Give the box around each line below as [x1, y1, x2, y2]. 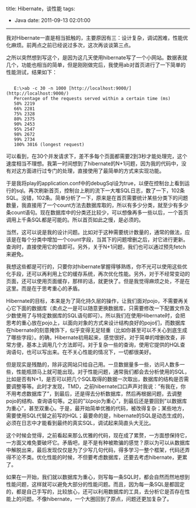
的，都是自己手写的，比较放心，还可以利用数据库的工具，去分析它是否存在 [6, 488, 185, 495]
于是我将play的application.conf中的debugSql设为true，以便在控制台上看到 [6, 180, 185, 186]
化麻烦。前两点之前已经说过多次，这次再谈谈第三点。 [6, 42, 134, 49]
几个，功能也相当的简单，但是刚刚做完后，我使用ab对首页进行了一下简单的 [6, 61, 186, 68]
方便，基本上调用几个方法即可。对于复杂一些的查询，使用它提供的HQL [10, 341, 181, 348]
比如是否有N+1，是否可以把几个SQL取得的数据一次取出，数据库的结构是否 [6, 376, 184, 382]
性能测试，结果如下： [6, 69, 57, 75]
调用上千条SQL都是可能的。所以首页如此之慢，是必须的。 [6, 216, 144, 223]
